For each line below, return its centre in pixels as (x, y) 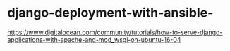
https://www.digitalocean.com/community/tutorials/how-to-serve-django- (115, 32)
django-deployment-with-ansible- (110, 13)
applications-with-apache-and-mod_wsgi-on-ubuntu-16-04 (94, 39)
